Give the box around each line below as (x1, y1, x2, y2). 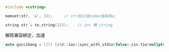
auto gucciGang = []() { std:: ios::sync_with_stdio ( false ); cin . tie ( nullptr (5, 42, 165, 47)
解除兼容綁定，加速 (5, 32, 45, 38)
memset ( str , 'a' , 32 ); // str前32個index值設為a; (5, 13, 117, 18)
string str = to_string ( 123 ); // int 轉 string (5, 22, 113, 27)
